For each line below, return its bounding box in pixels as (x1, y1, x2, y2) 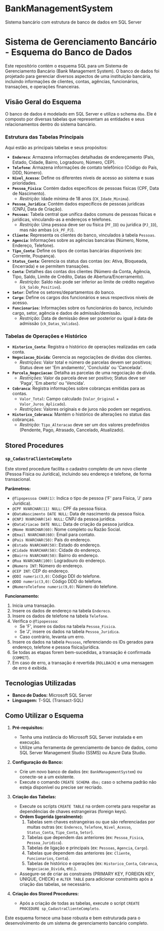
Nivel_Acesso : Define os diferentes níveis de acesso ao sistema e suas (12, 175, 154, 181)
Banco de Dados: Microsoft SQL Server (12, 692, 93, 698)
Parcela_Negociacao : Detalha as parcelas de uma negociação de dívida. (12, 370, 156, 376)
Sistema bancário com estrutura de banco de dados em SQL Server (5, 19, 142, 25)
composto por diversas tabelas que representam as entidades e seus (5, 116, 145, 122)
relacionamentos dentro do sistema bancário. (5, 121, 96, 127)
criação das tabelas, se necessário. (19, 881, 92, 887)
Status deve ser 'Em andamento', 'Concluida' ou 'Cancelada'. (19, 365, 143, 371)
